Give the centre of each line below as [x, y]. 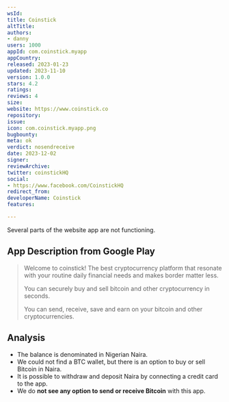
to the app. [32, 384]
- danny [18, 39]
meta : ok [19, 141]
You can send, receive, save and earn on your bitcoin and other [113, 309]
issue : [16, 122]
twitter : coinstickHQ [38, 173]
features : [21, 205]
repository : [24, 115]
